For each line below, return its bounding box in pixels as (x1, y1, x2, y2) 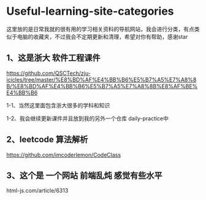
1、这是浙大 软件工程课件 (6, 53, 101, 63)
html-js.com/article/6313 (6, 187, 69, 194)
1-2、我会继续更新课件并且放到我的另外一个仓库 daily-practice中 (6, 115, 169, 122)
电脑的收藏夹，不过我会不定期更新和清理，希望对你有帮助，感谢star (17, 33, 188, 40)
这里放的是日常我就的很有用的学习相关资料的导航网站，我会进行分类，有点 (6, 25, 194, 33)
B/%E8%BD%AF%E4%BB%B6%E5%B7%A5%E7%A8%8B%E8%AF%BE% (6, 82, 198, 90)
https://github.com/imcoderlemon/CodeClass (6, 151, 121, 158)
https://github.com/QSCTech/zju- (6, 69, 91, 77)
